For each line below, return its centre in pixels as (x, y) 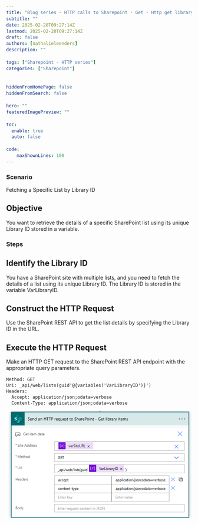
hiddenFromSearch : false (37, 94)
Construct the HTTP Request (60, 308)
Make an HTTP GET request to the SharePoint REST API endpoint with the (96, 362)
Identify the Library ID (47, 263)
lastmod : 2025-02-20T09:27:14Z (44, 31)
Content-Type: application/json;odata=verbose (70, 403)
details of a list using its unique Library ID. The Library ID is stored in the (93, 284)
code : (13, 150)
